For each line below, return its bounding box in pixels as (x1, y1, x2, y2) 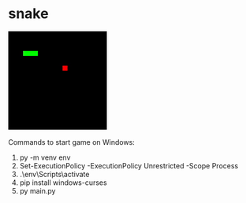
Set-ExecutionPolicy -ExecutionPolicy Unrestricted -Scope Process (19, 161, 239, 170)
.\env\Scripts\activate (19, 169, 90, 179)
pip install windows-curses (19, 178, 108, 187)
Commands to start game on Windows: (8, 137, 136, 146)
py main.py (19, 186, 56, 195)
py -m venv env (19, 153, 71, 162)
